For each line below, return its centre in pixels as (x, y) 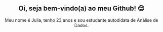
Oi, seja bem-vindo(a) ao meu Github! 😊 (81, 8)
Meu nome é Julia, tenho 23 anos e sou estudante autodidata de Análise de (81, 20)
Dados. (81, 25)
